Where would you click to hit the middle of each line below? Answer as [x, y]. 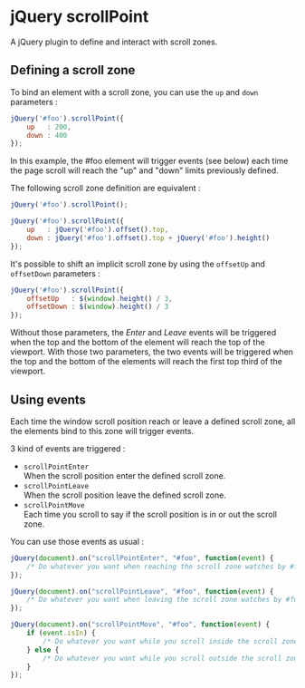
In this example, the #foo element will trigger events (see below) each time [149, 161]
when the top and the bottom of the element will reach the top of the [138, 343]
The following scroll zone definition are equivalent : [105, 189]
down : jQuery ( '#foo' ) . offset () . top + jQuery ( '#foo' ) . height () [148, 237]
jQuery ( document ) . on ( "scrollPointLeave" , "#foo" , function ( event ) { [142, 591]
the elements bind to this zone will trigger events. [102, 431]
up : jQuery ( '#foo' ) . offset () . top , [98, 229]
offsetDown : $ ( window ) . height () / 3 [98, 307]
